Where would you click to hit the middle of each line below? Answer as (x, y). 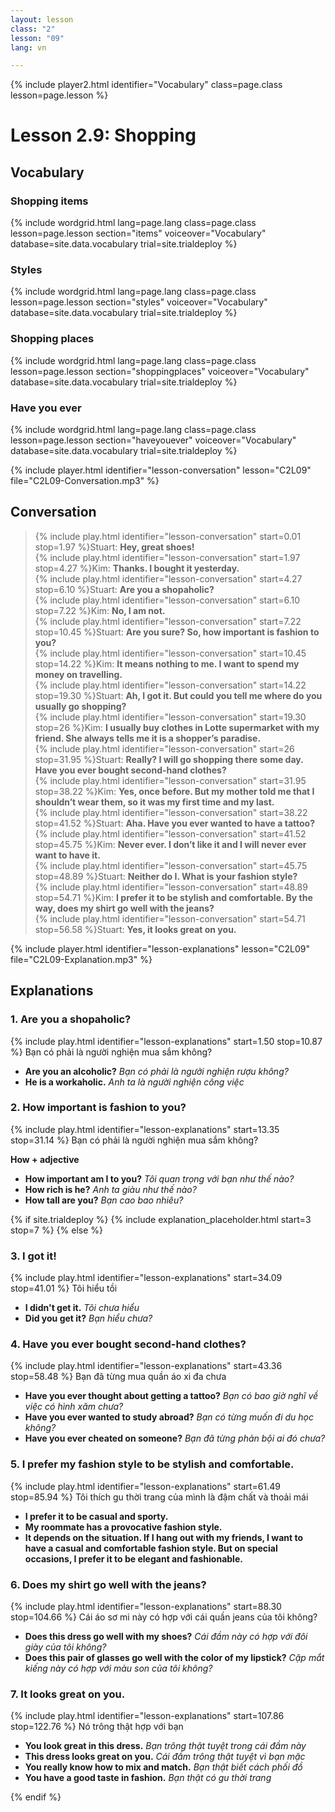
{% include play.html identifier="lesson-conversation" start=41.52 (170, 833)
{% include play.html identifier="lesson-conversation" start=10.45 (170, 653)
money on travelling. (78, 674)
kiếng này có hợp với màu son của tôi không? (118, 1668)
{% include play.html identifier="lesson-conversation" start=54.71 (170, 918)
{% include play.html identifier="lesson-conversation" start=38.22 (171, 812)
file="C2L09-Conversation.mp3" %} (85, 481)
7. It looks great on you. (68, 1694)
